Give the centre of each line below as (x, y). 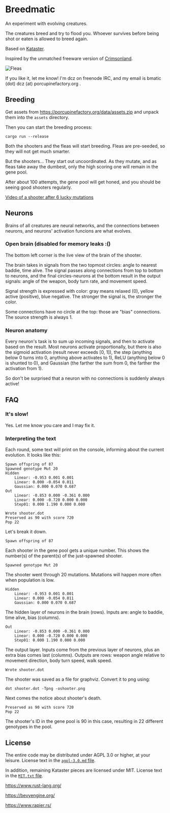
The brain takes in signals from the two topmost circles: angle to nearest (81, 265)
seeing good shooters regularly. (39, 187)
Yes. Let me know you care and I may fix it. (50, 425)
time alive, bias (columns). (33, 618)
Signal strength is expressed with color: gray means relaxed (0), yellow (80, 291)
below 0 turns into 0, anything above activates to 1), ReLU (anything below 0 (85, 358)
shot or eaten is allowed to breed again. (47, 39)
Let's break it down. (26, 532)
